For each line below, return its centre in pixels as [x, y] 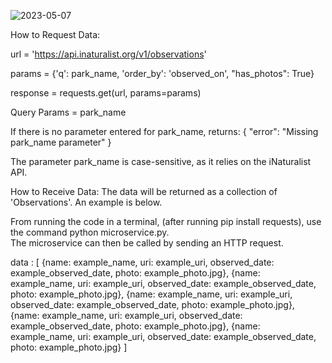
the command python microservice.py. [90, 232]
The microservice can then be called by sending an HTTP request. [147, 243]
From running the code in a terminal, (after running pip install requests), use [166, 221]
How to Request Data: [55, 34]
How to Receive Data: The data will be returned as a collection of [144, 191]
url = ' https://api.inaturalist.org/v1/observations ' [108, 54]
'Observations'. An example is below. [86, 202]
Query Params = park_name [68, 112]
